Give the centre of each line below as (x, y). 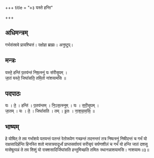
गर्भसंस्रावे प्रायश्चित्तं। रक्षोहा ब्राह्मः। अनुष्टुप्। (39, 45)
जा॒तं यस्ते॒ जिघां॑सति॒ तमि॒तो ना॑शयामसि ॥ (36, 78)
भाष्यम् (12, 127)
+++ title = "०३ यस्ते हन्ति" (29, 8)
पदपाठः (13, 94)
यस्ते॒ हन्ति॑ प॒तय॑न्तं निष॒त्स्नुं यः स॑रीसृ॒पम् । (36, 72)
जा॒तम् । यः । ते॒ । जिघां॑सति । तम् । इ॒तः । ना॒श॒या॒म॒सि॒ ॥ (50, 111)
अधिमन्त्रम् (16, 33)
